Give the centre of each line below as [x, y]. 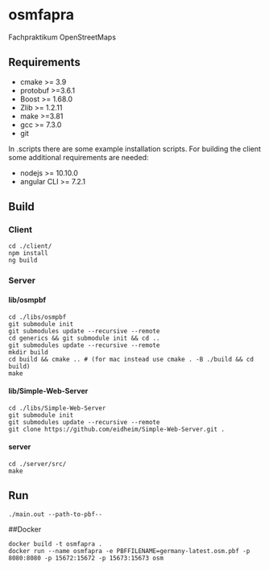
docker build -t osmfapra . [56, 544]
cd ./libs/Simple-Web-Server [57, 408]
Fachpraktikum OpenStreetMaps [62, 37]
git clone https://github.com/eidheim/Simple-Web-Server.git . [117, 429]
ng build [23, 260]
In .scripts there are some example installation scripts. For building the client [135, 149]
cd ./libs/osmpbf [37, 317]
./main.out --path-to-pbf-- [56, 514]
